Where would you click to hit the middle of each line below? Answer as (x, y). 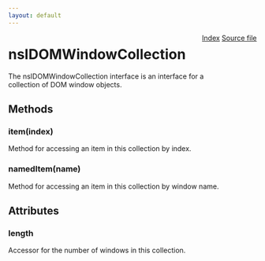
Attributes (34, 210)
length (21, 233)
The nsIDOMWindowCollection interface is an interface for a (106, 76)
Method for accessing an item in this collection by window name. (114, 186)
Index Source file (230, 38)
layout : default (35, 15)
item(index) (31, 131)
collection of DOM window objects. (65, 84)
